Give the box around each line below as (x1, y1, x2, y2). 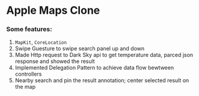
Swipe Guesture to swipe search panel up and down (14, 45, 145, 52)
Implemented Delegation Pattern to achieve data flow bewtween (14, 64, 174, 71)
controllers (14, 70, 42, 78)
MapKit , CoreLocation (14, 38, 67, 46)
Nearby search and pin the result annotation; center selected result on (14, 77, 189, 84)
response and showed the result (14, 58, 95, 65)
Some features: (6, 25, 52, 34)
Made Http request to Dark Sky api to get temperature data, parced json (14, 52, 194, 59)
